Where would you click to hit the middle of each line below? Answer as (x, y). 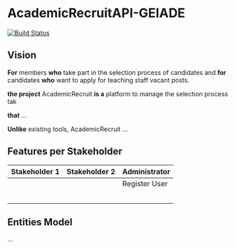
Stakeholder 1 (36, 171)
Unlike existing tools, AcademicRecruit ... (68, 129)
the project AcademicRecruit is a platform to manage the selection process (118, 93)
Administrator (146, 171)
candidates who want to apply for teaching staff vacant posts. (99, 80)
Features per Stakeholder (65, 151)
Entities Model (40, 222)
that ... (17, 115)
